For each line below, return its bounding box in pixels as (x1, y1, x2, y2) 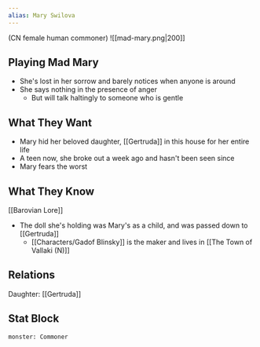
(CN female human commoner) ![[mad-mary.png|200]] (8, 33, 186, 42)
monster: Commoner (8, 333, 68, 341)
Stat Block (8, 312, 60, 326)
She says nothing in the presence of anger (19, 85, 158, 94)
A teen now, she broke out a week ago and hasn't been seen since (19, 154, 235, 163)
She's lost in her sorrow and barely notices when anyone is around (19, 76, 236, 86)
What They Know (8, 184, 95, 198)
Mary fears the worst (19, 162, 88, 171)
